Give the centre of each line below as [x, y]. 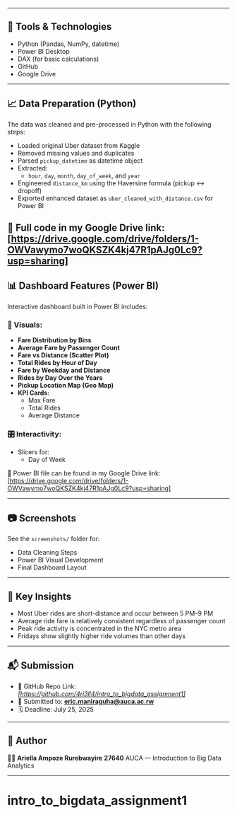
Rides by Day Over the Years [60, 378]
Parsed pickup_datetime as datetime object [80, 161]
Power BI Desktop [43, 51]
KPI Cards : [33, 393]
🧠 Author [27, 741]
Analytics [21, 765]
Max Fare [42, 400]
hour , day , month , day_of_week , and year [84, 175]
